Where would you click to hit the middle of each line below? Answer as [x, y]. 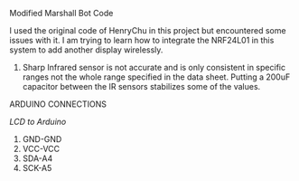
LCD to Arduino [38, 122]
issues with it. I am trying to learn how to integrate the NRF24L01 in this [142, 40]
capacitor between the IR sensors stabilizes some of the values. [141, 86]
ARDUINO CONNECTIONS [58, 104]
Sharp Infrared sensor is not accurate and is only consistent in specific [154, 67]
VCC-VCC [41, 149]
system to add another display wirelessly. [86, 50]
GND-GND [42, 139]
